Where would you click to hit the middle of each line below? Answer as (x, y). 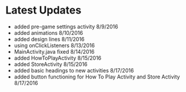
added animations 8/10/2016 (49, 32)
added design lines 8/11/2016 (49, 39)
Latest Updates (44, 10)
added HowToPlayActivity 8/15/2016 (58, 58)
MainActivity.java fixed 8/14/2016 (54, 51)
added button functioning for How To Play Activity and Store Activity (97, 77)
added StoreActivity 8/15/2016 (51, 64)
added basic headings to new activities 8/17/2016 (74, 70)
